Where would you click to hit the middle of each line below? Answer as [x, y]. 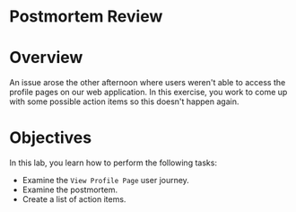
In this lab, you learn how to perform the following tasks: [113, 163]
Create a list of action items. [74, 199]
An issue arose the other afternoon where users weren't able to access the [148, 83]
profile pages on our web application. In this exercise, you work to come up [148, 93]
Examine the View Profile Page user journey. [106, 181]
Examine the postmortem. [70, 190]
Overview [46, 58]
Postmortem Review [86, 17]
